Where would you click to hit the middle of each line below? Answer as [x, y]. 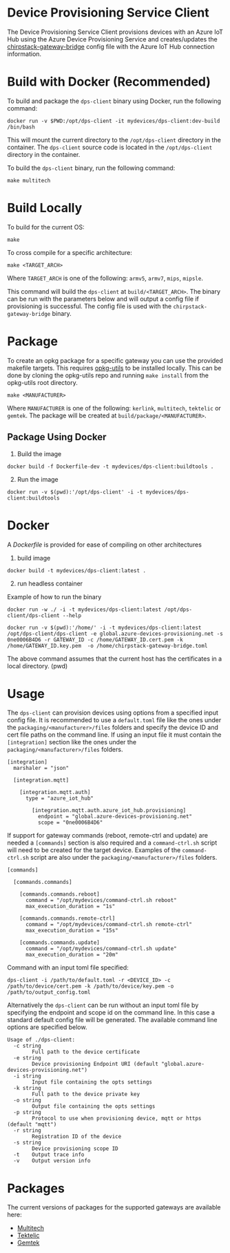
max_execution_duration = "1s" [70, 907]
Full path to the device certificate [86, 1052]
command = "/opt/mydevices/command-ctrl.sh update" [101, 949]
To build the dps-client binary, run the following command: [91, 168]
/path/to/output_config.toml [49, 992]
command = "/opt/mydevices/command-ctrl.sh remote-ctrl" [109, 925]
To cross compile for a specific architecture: [70, 252]
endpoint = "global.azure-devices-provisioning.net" [115, 817]
